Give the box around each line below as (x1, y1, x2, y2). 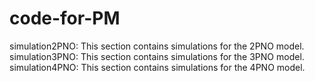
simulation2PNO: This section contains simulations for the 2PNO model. (9, 40, 305, 52)
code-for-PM (9, 7, 121, 30)
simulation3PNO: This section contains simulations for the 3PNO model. (9, 50, 305, 62)
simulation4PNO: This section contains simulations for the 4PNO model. (9, 61, 306, 73)
